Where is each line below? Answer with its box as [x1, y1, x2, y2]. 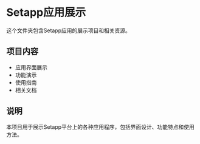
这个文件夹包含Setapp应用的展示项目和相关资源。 [6, 27, 131, 34]
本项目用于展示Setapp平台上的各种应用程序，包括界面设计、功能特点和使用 [6, 123, 195, 131]
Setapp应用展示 [6, 5, 86, 19]
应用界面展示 [15, 63, 47, 70]
